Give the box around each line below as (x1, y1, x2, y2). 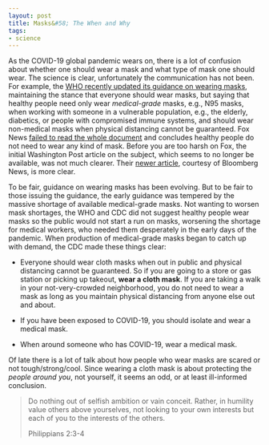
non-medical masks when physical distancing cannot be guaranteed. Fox (8, 124, 250, 134)
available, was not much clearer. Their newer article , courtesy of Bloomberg (8, 158, 259, 168)
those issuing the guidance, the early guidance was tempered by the (8, 191, 235, 200)
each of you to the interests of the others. (27, 414, 166, 423)
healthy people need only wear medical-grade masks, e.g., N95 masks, (8, 99, 244, 108)
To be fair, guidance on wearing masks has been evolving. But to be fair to (8, 182, 254, 192)
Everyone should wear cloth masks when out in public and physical (19, 257, 243, 267)
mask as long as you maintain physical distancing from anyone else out (19, 292, 255, 301)
